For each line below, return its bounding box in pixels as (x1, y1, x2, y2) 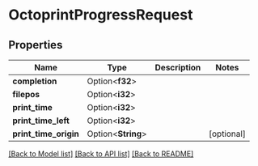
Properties (8, 38, 63, 52)
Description (154, 62, 201, 73)
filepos (12, 89, 40, 100)
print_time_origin (12, 128, 79, 139)
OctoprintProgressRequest (8, 6, 193, 24)
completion (12, 75, 57, 87)
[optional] (209, 128, 247, 139)
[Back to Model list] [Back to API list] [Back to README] (8, 149, 194, 159)
